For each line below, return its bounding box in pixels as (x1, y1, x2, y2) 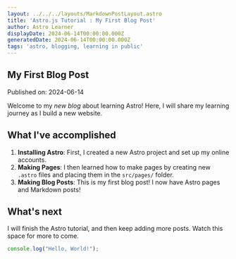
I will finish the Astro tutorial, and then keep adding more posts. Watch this (7, 225, 223, 233)
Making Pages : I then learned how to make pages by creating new (17, 163, 211, 171)
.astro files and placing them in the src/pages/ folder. (17, 170, 174, 179)
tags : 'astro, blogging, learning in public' (7, 43, 143, 50)
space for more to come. (7, 232, 79, 240)
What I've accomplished (7, 129, 116, 141)
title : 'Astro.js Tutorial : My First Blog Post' (7, 17, 156, 24)
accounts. (17, 156, 47, 164)
